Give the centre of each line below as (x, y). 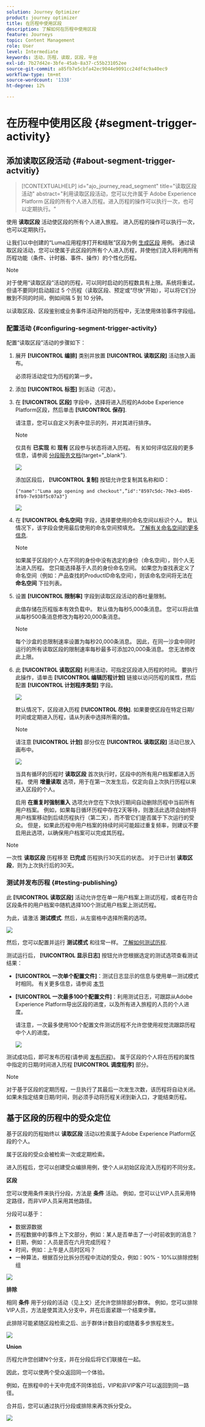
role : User (20, 46)
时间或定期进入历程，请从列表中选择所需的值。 (74, 717)
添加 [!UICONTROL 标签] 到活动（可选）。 (67, 389)
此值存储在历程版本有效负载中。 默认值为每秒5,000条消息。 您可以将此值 (107, 609)
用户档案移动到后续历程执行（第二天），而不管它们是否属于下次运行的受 (105, 818)
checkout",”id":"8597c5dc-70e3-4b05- (145, 491)
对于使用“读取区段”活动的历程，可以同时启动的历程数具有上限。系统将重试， (102, 283)
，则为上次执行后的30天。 (45, 866)
